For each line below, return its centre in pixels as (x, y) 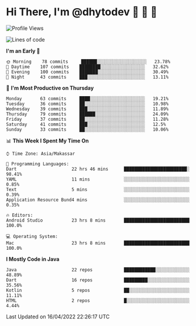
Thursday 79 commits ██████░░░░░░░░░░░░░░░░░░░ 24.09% (87, 114)
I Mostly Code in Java (33, 259)
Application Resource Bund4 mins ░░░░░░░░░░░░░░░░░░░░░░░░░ (98, 200)
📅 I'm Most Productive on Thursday (50, 88)
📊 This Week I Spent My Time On (47, 141)
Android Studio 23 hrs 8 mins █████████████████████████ (98, 220)
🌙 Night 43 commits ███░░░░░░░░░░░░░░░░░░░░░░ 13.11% (87, 77)
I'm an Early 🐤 (23, 51)
